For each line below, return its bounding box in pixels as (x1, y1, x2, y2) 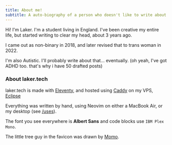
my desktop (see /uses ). (5, 108, 57, 114)
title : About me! (5, 7, 43, 13)
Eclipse (5, 93, 21, 99)
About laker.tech (5, 76, 48, 83)
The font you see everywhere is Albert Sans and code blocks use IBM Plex (5, 118, 164, 124)
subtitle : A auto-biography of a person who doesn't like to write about (5, 12, 167, 17)
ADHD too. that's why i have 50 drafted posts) (5, 63, 103, 69)
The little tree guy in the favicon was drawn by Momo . (5, 133, 120, 139)
